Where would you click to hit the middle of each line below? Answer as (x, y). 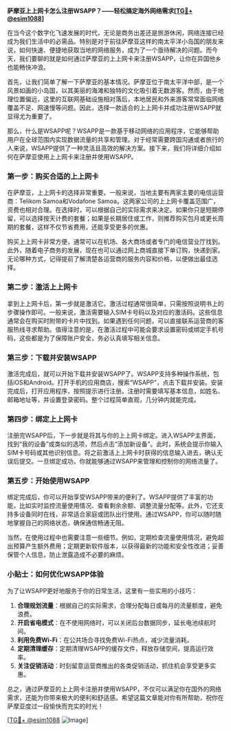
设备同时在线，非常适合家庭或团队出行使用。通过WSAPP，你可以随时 (117, 514)
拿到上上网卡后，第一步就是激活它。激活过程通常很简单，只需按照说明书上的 (115, 303)
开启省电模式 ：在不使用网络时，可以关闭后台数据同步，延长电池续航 (113, 622)
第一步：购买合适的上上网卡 (53, 176)
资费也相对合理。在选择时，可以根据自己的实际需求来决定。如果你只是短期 (112, 210)
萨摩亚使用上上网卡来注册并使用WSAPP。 (78, 157)
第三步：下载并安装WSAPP (52, 358)
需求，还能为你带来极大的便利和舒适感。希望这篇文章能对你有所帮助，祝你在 (115, 697)
